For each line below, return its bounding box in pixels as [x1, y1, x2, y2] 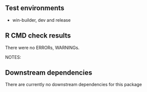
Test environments [5, 4, 64, 12]
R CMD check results [5, 32, 71, 40]
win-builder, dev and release [12, 17, 71, 23]
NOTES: [5, 54, 21, 60]
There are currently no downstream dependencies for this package [5, 82, 142, 88]
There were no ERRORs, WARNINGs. [5, 45, 80, 50]
